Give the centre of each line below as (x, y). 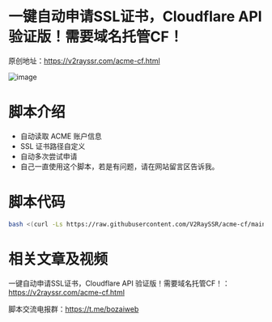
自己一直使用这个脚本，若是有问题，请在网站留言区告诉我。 (119, 166)
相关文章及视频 (58, 259)
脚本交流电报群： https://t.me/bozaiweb (74, 309)
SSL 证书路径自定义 (53, 146)
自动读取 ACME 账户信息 (61, 136)
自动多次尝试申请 (49, 156)
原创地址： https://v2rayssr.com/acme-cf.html (84, 61)
